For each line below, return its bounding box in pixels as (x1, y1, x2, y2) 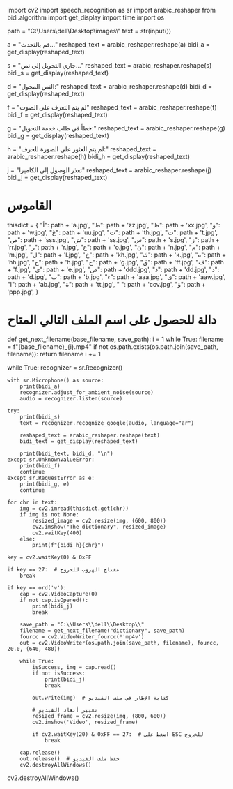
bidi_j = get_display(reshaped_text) (7, 174, 108, 181)
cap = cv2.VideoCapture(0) (19, 590, 98, 597)
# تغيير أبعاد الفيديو (32, 706, 98, 714)
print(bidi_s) (19, 413, 61, 421)
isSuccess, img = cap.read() (32, 663, 117, 670)
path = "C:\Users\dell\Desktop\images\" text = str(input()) (7, 27, 172, 35)
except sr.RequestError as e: (7, 474, 95, 481)
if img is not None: (19, 511, 79, 518)
